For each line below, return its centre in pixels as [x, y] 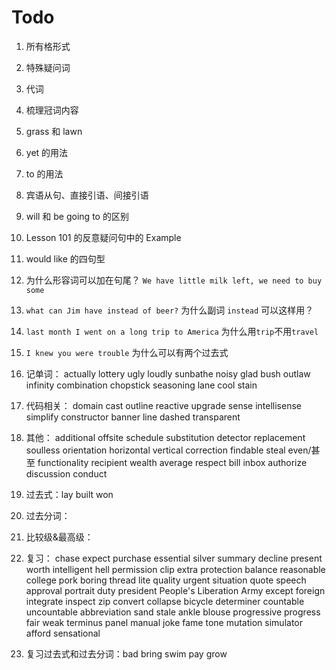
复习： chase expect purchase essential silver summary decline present [174, 558]
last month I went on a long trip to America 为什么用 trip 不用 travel [172, 331]
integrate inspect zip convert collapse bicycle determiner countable [165, 601]
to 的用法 [44, 173]
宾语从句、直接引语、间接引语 [87, 195]
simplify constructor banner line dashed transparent [133, 417]
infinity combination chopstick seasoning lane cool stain [141, 385]
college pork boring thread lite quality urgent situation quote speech [166, 580]
